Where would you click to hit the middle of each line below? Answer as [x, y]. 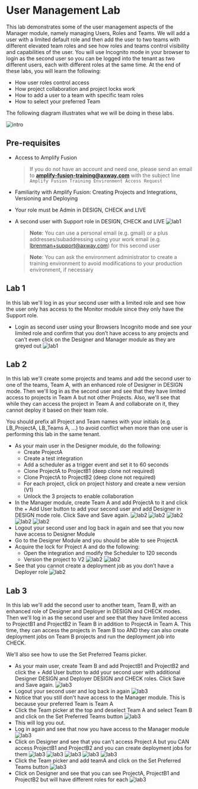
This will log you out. [40, 723]
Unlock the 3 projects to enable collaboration [79, 496]
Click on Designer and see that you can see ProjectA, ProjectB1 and [97, 774]
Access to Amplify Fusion [46, 157]
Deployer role [31, 572]
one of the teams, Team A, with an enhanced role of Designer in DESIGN [95, 385]
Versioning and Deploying [46, 198]
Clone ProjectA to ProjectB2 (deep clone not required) [90, 477]
